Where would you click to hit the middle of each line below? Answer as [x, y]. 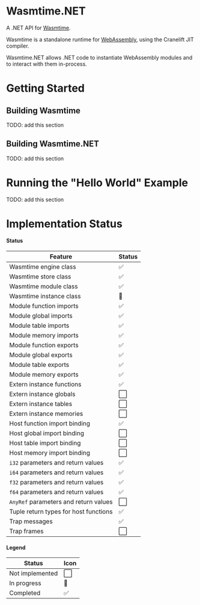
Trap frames [26, 531]
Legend [16, 547]
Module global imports [41, 316]
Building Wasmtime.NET [53, 144]
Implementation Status [65, 224]
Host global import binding [47, 433]
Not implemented [34, 574]
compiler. [18, 46]
